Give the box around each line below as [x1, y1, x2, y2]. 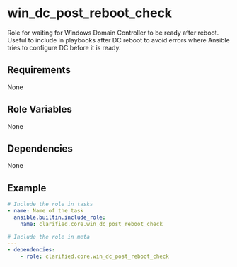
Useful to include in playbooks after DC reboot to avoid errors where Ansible [7, 35, 230, 44]
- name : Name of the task [7, 208, 83, 215]
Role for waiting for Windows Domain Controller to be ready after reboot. [7, 28, 219, 37]
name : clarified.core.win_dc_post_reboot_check [20, 220, 163, 227]
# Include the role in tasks [7, 200, 93, 208]
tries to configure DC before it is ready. [7, 43, 121, 52]
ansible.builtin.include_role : [13, 214, 106, 221]
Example [7, 182, 47, 194]
